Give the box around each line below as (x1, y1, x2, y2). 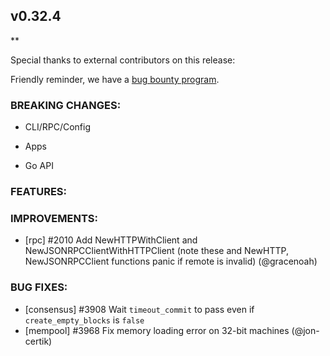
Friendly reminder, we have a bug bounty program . (10, 73, 220, 85)
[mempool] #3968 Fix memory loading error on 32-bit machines (24, 324, 290, 336)
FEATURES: (10, 185, 68, 199)
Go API (24, 160, 54, 172)
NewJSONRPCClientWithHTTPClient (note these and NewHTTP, (24, 245, 289, 257)
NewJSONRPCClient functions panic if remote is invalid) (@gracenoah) (24, 255, 318, 268)
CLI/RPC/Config (24, 121, 92, 133)
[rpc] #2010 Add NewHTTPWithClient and (24, 234, 198, 246)
